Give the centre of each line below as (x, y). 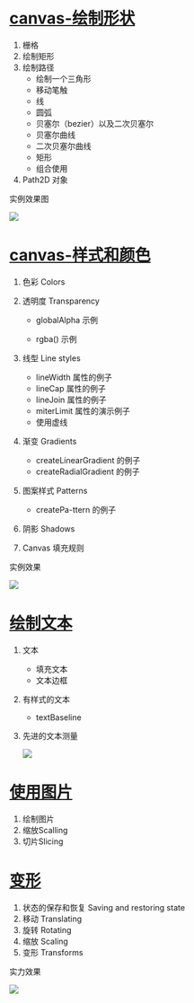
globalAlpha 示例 (67, 320)
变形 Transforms (53, 952)
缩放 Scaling (45, 941)
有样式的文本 (46, 699)
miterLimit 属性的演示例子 (83, 410)
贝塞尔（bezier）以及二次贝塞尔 (95, 123)
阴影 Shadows (48, 528)
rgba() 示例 (56, 339)
